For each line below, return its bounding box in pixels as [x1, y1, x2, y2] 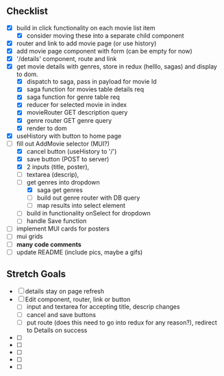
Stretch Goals [6, 268, 66, 280]
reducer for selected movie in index [26, 101, 127, 109]
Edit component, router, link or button [25, 295, 131, 304]
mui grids [16, 233, 43, 241]
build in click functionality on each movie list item [16, 23, 155, 32]
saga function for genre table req [26, 93, 121, 102]
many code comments [16, 240, 82, 248]
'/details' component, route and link [16, 55, 117, 63]
